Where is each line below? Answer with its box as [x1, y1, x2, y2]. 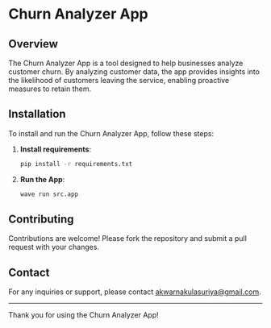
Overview [8, 37, 59, 51]
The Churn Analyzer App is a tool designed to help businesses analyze [8, 58, 244, 68]
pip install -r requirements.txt [19, 160, 133, 168]
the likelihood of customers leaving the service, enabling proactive [8, 76, 230, 85]
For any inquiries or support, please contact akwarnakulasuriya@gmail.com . [8, 287, 261, 297]
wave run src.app [19, 190, 79, 198]
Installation [8, 107, 66, 121]
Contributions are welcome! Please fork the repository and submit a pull [8, 234, 248, 243]
